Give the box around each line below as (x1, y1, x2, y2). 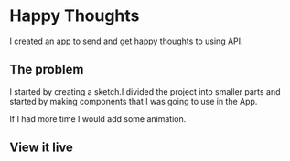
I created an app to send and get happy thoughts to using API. (9, 35, 244, 46)
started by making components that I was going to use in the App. (9, 96, 258, 106)
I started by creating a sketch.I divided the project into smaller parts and (9, 86, 281, 96)
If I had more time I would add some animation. (9, 113, 187, 124)
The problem (9, 62, 84, 77)
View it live (9, 140, 73, 156)
